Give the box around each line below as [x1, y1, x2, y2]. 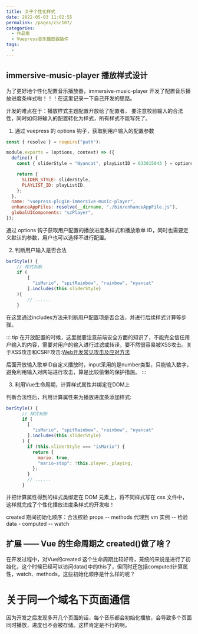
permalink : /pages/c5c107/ [6, 19, 72, 25]
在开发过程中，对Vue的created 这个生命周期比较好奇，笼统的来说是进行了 [6, 555, 186, 563]
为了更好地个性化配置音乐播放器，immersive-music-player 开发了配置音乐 [6, 87, 186, 95]
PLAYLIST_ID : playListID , [21, 182, 85, 188]
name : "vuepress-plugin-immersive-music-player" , [11, 199, 136, 204]
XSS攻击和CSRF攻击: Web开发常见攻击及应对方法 [11, 348, 130, 355]
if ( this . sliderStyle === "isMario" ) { [27, 444, 126, 450]
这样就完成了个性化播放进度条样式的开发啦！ [6, 500, 115, 508]
